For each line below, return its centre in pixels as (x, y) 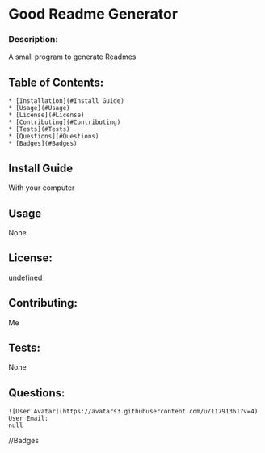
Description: (33, 40)
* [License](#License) (46, 115)
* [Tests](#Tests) (39, 129)
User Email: (28, 419)
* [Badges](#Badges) (43, 144)
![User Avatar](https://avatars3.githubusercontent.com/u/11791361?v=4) (133, 412)
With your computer (42, 188)
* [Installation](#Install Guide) (67, 101)
